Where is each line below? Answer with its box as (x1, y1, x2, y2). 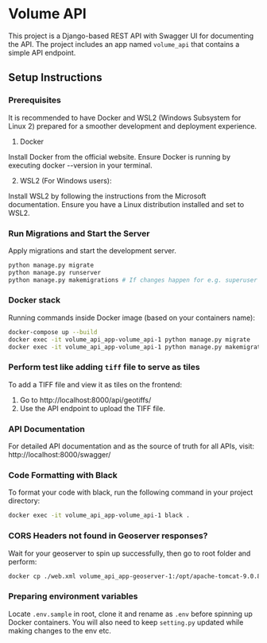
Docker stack (8, 295, 61, 306)
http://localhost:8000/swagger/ (8, 450, 111, 460)
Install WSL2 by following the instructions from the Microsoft (8, 191, 207, 201)
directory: (8, 496, 41, 506)
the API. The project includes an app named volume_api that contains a (8, 39, 240, 48)
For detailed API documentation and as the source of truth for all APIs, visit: (8, 441, 255, 451)
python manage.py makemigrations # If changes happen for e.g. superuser (8, 275, 258, 284)
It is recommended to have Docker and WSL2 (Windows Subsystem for (8, 113, 242, 122)
